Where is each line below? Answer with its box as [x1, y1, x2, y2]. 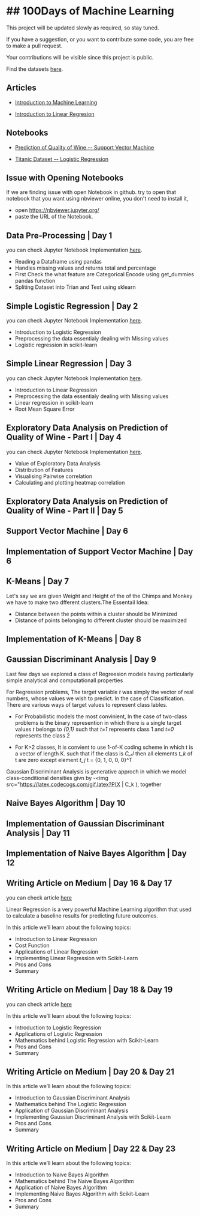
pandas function [14, 277, 56, 285]
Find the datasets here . [6, 65, 63, 73]
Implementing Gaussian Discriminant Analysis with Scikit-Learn [14, 1113, 171, 1121]
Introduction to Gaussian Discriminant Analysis [14, 1094, 131, 1101]
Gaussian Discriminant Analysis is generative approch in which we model [6, 767, 187, 775]
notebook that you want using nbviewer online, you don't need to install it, [6, 195, 189, 202]
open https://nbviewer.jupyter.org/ [14, 207, 100, 214]
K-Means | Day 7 [6, 576, 69, 587]
